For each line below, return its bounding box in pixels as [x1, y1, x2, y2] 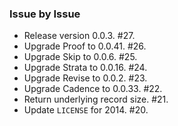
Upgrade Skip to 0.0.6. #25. [23, 51, 138, 63]
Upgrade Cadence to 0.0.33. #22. [23, 83, 163, 95]
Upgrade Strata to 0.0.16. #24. [23, 62, 148, 74]
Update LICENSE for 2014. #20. [23, 104, 149, 116]
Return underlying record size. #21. [23, 93, 169, 106]
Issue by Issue [9, 7, 81, 21]
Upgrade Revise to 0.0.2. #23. [23, 72, 148, 84]
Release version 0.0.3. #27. [23, 30, 136, 42]
